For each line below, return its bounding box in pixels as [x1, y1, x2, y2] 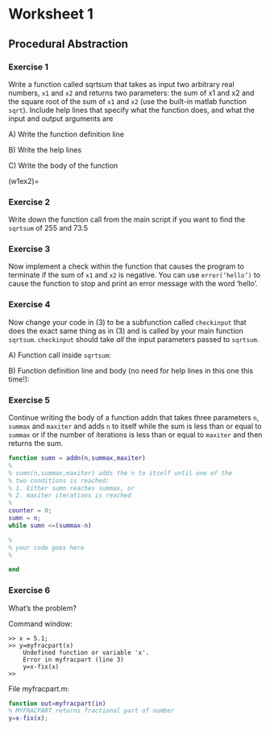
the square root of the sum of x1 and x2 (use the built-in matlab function [8, 96, 247, 106]
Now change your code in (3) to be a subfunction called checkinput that [8, 317, 247, 327]
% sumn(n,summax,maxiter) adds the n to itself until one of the [8, 469, 232, 477]
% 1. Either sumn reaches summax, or [8, 484, 135, 492]
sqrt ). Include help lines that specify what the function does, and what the [8, 105, 255, 115]
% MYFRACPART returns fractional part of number [8, 707, 175, 715]
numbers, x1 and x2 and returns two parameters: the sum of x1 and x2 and [8, 88, 255, 98]
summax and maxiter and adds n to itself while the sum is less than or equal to [8, 421, 262, 432]
